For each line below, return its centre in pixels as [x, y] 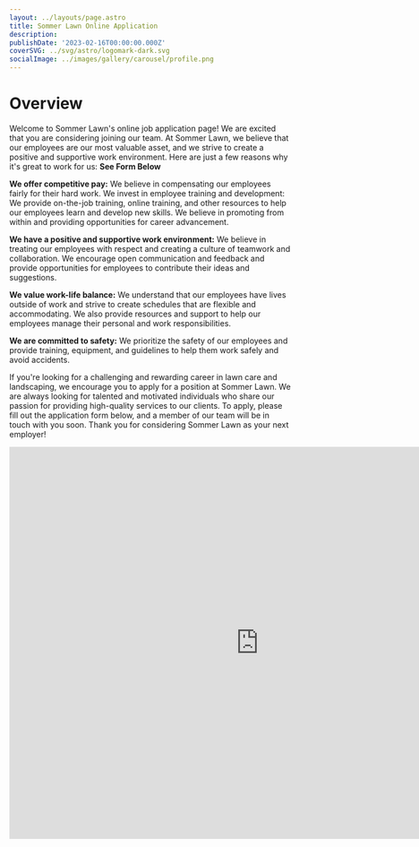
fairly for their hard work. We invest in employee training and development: [147, 193]
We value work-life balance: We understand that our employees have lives [148, 294]
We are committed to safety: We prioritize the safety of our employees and [149, 341]
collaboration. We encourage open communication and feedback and [137, 258]
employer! [28, 434]
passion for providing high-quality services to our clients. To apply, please [146, 405]
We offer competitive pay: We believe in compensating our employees [140, 184]
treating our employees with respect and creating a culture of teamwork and [150, 248]
